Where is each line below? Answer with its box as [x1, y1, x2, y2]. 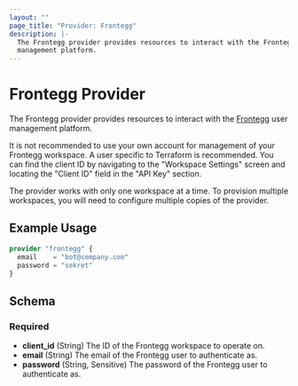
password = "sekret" [17, 261, 93, 270]
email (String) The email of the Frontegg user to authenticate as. [21, 350, 258, 360]
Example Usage [9, 221, 98, 236]
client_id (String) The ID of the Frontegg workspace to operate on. [21, 341, 265, 351]
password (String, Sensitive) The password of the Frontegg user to [21, 359, 268, 370]
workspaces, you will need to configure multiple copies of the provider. [9, 195, 269, 206]
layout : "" [9, 12, 50, 22]
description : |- [9, 29, 69, 38]
